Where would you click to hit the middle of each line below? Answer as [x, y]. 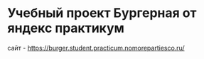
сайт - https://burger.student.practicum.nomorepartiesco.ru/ [96, 48]
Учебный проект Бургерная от [102, 13]
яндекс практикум [66, 28]
